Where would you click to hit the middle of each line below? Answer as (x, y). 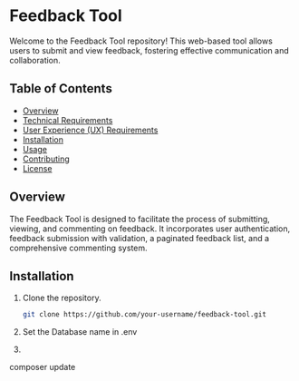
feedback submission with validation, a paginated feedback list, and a (140, 238)
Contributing (46, 159)
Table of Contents (61, 88)
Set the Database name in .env (80, 332)
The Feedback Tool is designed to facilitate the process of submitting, (140, 219)
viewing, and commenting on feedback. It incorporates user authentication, (150, 229)
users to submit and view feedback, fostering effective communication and (149, 50)
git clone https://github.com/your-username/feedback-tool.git (145, 315)
